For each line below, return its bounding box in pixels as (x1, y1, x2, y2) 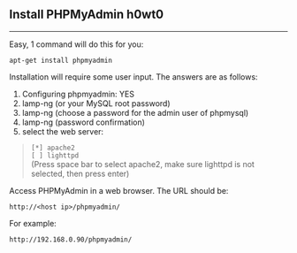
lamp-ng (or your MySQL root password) (21, 97, 171, 109)
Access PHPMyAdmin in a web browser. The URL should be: (9, 185, 229, 195)
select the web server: (21, 126, 104, 136)
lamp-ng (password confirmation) (21, 117, 146, 127)
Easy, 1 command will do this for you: (9, 39, 144, 50)
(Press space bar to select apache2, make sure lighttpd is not (30, 158, 255, 169)
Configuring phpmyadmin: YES (21, 88, 135, 99)
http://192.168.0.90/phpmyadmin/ (9, 234, 133, 244)
